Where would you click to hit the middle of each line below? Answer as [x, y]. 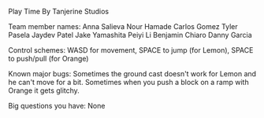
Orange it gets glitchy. [44, 90]
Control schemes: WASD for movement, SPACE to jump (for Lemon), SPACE [131, 50]
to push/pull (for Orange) [48, 59]
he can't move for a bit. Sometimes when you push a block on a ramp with [129, 82]
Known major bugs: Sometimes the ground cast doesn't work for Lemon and [132, 74]
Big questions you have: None [57, 106]
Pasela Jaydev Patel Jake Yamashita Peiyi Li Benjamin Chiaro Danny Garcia [130, 35]
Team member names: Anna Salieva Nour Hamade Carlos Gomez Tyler [123, 26]
